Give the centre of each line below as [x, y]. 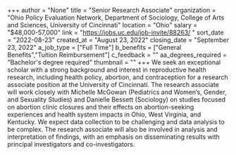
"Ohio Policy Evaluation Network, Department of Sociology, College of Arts [116, 18]
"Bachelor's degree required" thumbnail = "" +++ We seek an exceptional [114, 62]
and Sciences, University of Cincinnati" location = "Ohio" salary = [103, 25]
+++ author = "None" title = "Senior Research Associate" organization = [112, 10]
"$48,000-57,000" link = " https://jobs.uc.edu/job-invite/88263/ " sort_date [116, 32]
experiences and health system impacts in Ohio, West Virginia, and [104, 114]
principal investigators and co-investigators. [71, 144]
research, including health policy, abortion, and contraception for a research [118, 77]
